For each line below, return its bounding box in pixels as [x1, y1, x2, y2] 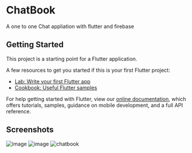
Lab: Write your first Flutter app [14, 78, 91, 85]
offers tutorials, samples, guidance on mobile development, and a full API [6, 102, 183, 109]
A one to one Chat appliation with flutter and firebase [6, 23, 134, 30]
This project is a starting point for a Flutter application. [6, 55, 137, 62]
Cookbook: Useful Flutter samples [14, 84, 97, 91]
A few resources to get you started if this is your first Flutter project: [6, 67, 170, 74]
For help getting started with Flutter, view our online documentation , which [6, 95, 187, 102]
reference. [6, 107, 31, 114]
